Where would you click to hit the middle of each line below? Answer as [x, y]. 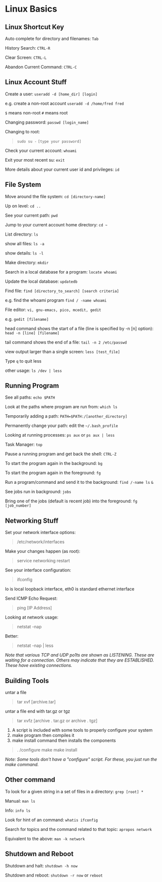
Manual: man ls [20, 801]
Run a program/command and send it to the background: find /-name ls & [79, 482]
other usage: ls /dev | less [33, 370]
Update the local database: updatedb [41, 281]
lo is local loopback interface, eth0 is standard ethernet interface [70, 589]
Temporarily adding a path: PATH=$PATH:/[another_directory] [66, 416]
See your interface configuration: [38, 570]
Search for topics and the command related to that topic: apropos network [78, 829]
